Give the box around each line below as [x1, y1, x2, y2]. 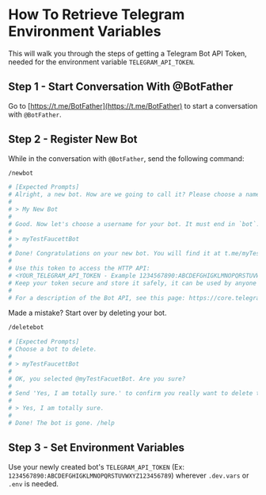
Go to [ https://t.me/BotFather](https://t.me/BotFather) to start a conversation [8, 101, 258, 110]
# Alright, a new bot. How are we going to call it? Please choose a [8, 190, 243, 199]
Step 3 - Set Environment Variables [8, 441, 184, 455]
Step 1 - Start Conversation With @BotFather [8, 80, 234, 94]
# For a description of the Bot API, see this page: [8, 294, 186, 302]
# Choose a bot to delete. [8, 345, 97, 354]
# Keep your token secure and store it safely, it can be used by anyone [8, 279, 257, 287]
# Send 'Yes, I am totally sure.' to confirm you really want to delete [8, 389, 253, 397]
